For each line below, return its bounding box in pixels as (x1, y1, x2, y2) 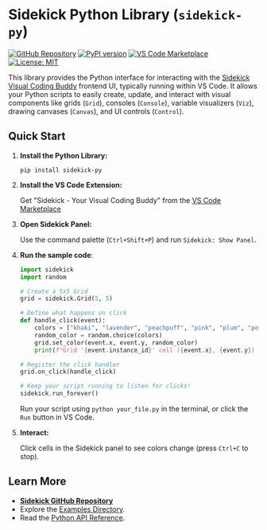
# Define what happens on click (19, 309, 127, 318)
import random (19, 273, 67, 281)
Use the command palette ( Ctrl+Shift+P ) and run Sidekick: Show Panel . (19, 235, 257, 244)
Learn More (8, 475, 67, 489)
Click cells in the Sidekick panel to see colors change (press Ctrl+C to (19, 443, 249, 453)
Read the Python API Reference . (19, 512, 126, 522)
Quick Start (8, 130, 66, 143)
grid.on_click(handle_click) (19, 368, 117, 376)
